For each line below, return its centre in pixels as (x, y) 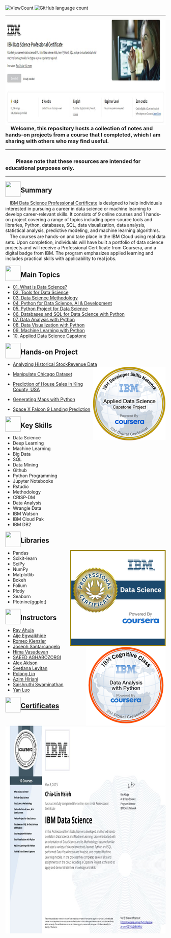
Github (20, 470)
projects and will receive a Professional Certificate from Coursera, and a (81, 248)
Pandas (21, 553)
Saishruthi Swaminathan (38, 684)
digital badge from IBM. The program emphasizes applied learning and (79, 253)
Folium (20, 585)
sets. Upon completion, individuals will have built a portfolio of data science (84, 242)
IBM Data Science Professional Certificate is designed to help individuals (86, 203)
